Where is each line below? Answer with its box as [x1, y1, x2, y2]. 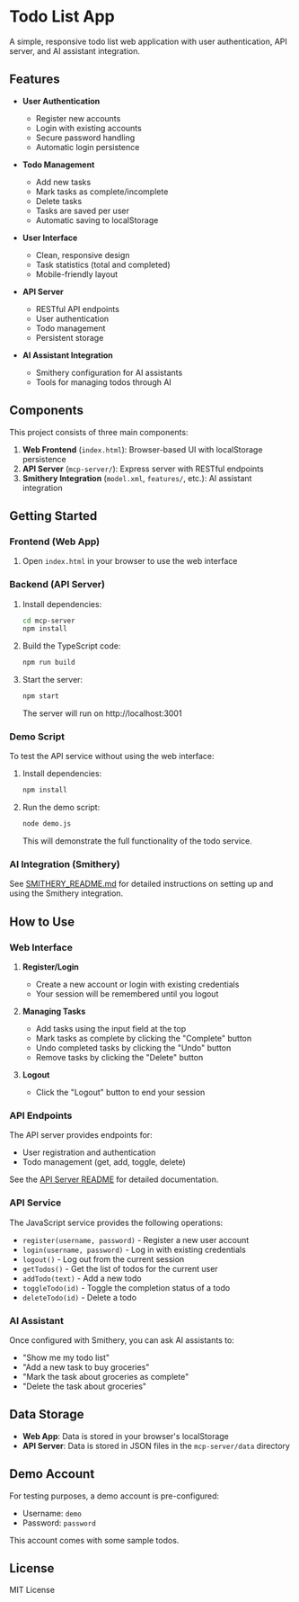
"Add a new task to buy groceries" [22, 1361, 150, 1373]
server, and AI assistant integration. [9, 45, 141, 56]
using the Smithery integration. [9, 888, 124, 899]
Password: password [22, 1517, 96, 1528]
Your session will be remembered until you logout [35, 989, 219, 999]
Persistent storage [35, 332, 104, 343]
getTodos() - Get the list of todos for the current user [22, 1263, 218, 1274]
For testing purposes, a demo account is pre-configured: [9, 1490, 220, 1501]
